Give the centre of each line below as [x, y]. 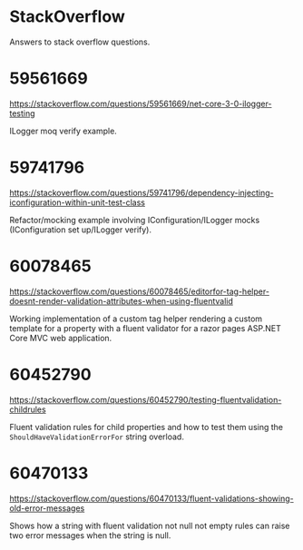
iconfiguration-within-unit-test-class [77, 202]
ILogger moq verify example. [64, 131]
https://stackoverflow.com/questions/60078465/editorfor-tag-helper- [140, 291]
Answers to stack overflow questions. [80, 42]
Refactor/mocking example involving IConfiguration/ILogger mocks [135, 220]
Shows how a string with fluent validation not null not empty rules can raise [150, 525]
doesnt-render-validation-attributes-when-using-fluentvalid [122, 300]
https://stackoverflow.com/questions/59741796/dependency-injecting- [142, 192]
